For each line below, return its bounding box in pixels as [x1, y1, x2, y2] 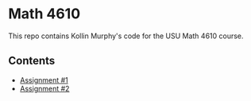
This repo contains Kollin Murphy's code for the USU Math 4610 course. [8, 31, 244, 41]
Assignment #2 [19, 84, 70, 93]
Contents [8, 54, 56, 68]
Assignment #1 [19, 75, 69, 84]
